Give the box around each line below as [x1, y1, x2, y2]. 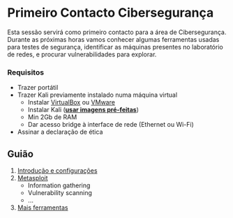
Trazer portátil [17, 84, 59, 92]
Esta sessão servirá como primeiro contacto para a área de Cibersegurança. [7, 28, 227, 36]
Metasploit [17, 174, 48, 182]
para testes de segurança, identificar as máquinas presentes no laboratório [7, 42, 223, 51]
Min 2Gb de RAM [27, 113, 77, 121]
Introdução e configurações [17, 166, 98, 175]
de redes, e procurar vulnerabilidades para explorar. [7, 50, 157, 59]
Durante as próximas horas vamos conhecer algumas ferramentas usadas [7, 35, 220, 43]
